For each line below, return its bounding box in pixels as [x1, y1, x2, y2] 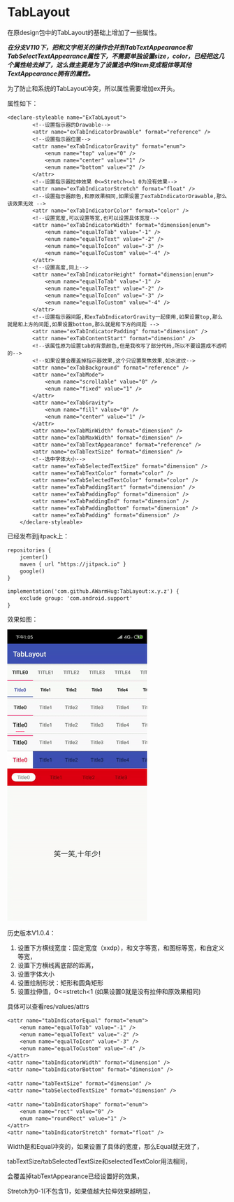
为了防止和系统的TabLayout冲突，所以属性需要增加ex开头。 [7, 84, 180, 92]
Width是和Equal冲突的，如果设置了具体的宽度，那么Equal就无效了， [7, 1142, 203, 1150]
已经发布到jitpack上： [7, 531, 70, 540]
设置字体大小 [17, 970, 54, 978]
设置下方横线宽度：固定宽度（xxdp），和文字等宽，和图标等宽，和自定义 [17, 943, 225, 952]
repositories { [7, 547, 52, 554]
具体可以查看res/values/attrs [7, 1002, 89, 1010]
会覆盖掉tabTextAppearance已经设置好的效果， [7, 1172, 143, 1180]
